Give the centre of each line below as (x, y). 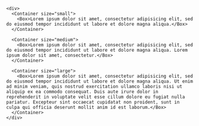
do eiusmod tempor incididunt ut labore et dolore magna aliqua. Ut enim (100, 81)
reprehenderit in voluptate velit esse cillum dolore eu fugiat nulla (96, 97)
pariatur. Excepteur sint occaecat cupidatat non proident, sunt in (93, 102)
